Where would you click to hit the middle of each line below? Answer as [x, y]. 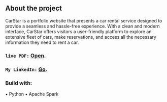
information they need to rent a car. [42, 42]
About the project [34, 8]
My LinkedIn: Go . [26, 69]
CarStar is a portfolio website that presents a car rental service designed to [84, 20]
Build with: [19, 83]
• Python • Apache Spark [32, 94]
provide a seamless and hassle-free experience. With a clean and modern [82, 26]
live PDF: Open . [26, 56]
